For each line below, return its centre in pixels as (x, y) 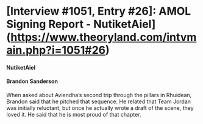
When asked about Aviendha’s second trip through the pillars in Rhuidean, (99, 95)
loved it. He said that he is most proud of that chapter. (74, 114)
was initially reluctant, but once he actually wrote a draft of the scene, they (100, 108)
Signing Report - (49, 24)
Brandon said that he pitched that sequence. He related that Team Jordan (98, 101)
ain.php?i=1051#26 (56, 50)
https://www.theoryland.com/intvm (104, 37)
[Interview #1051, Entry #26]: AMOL (99, 11)
